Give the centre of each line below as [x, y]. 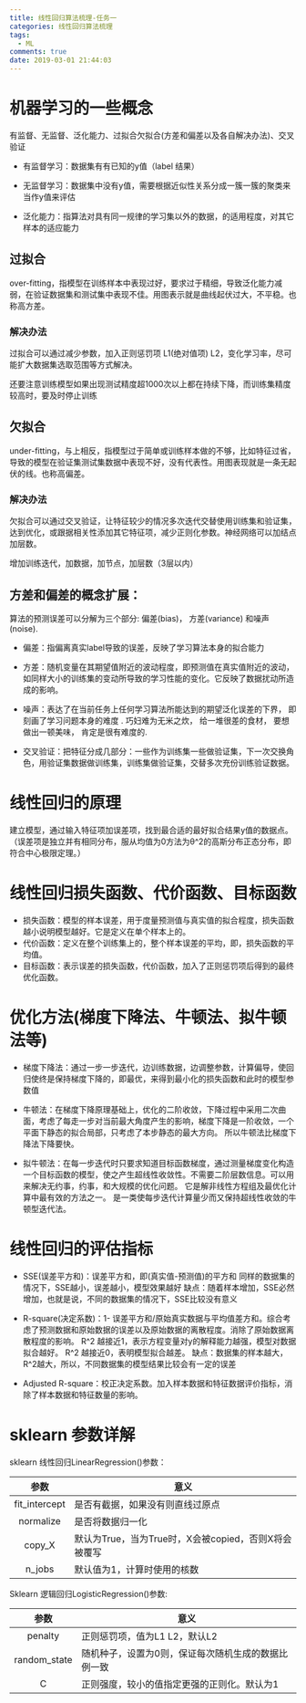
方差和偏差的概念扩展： [75, 595]
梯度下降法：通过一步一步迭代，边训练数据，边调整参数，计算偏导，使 [154, 1067]
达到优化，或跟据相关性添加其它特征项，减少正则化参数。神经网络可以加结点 [153, 533]
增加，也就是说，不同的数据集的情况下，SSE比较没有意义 [130, 1299]
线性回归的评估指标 [82, 1249]
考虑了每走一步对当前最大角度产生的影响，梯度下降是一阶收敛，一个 [166, 1121]
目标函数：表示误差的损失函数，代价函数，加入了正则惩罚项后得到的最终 [158, 966]
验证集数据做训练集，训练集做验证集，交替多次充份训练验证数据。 [170, 762]
